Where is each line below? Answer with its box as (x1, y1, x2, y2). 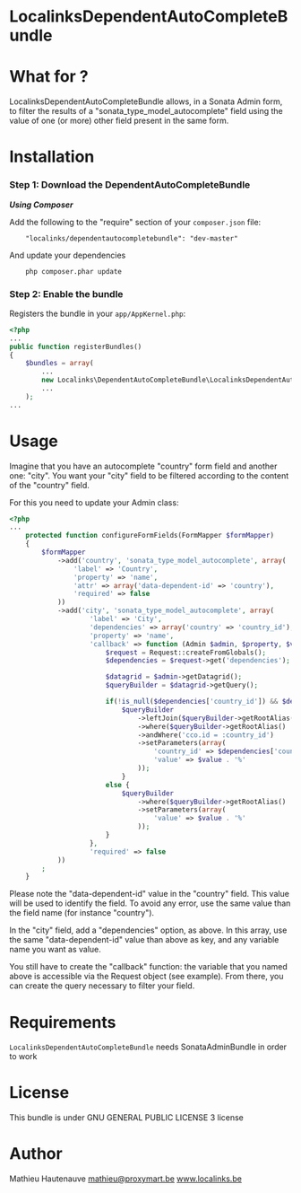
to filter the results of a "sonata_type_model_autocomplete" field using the (9, 106, 284, 117)
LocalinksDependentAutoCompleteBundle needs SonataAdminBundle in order (9, 1041, 288, 1052)
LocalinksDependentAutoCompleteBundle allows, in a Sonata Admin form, (9, 96, 283, 107)
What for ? (9, 66, 90, 87)
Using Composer (9, 199, 73, 210)
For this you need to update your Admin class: (9, 496, 179, 508)
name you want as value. (9, 944, 101, 955)
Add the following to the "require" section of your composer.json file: (9, 216, 262, 227)
